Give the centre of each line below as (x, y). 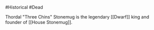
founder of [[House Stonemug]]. (39, 22)
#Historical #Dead (24, 7)
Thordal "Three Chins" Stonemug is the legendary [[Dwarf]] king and (77, 17)
